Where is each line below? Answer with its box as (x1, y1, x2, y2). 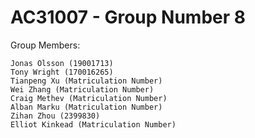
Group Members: (10, 39, 81, 51)
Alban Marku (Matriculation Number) (10, 102, 163, 112)
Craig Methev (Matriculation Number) (10, 93, 168, 103)
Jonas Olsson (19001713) (10, 58, 114, 68)
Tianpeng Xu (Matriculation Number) (10, 76, 163, 86)
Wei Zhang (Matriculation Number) (10, 84, 155, 95)
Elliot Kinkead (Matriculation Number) (10, 119, 177, 130)
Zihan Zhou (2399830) (10, 111, 101, 121)
